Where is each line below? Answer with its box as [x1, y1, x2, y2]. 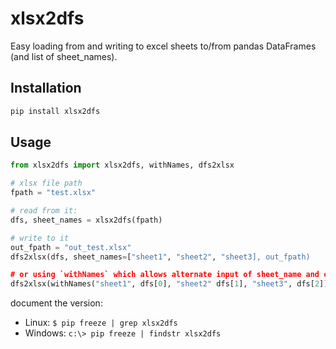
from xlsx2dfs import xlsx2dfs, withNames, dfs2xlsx [10, 160, 235, 171]
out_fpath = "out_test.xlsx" [10, 242, 132, 252]
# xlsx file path [10, 178, 83, 189]
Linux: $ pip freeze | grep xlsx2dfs [24, 317, 178, 329]
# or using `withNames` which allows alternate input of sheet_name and [10, 270, 320, 280]
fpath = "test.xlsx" [10, 188, 97, 198]
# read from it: [10, 206, 78, 216]
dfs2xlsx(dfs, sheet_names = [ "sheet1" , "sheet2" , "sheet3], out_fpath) [10, 252, 311, 262]
